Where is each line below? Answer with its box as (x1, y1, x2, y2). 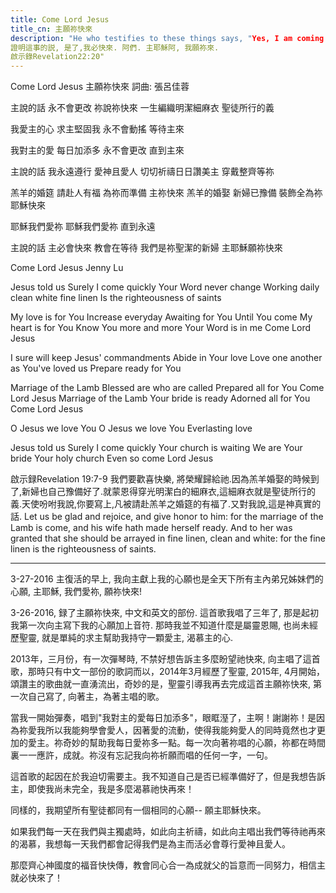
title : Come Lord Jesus (10, 14, 110, 25)
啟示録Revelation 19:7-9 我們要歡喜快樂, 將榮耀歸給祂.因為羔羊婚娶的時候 (10, 473, 311, 485)
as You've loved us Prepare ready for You (10, 362, 182, 375)
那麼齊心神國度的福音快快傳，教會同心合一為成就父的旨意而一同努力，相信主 (10, 859, 326, 871)
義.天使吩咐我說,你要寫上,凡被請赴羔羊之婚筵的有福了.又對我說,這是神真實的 (10, 498, 322, 510)
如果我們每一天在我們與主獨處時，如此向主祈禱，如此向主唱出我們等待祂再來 (10, 826, 326, 838)
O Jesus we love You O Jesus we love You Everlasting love (10, 422, 253, 435)
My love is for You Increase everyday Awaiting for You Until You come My (10, 311, 313, 323)
